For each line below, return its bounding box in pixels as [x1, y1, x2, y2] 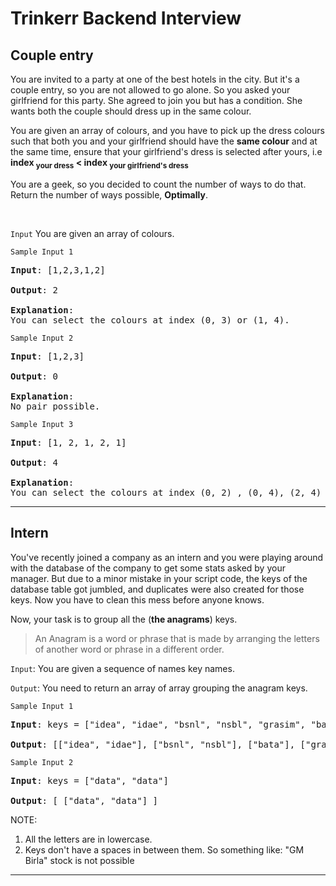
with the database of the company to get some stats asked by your [10, 562, 286, 574]
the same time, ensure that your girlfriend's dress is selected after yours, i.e [10, 146, 323, 157]
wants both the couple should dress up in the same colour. [10, 105, 252, 117]
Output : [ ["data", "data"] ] [10, 795, 159, 806]
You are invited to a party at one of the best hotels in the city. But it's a [10, 73, 300, 85]
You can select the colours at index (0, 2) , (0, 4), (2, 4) [10, 487, 322, 498]
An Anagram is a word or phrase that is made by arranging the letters [34, 632, 320, 644]
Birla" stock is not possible [24, 854, 135, 866]
